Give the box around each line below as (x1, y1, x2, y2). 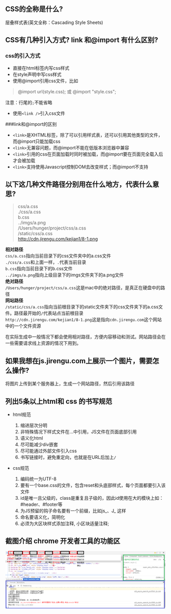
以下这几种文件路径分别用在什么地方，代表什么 (5, 180, 153, 189)
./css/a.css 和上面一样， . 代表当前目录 (5, 259, 87, 265)
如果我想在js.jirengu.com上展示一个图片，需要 (5, 356, 153, 365)
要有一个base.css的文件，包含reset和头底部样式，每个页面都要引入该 (20, 482, 166, 488)
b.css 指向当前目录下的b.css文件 (5, 266, 73, 272)
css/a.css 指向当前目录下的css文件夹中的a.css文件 (5, 253, 111, 259)
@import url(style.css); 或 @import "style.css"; (17, 88, 116, 94)
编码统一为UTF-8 (20, 476, 57, 482)
